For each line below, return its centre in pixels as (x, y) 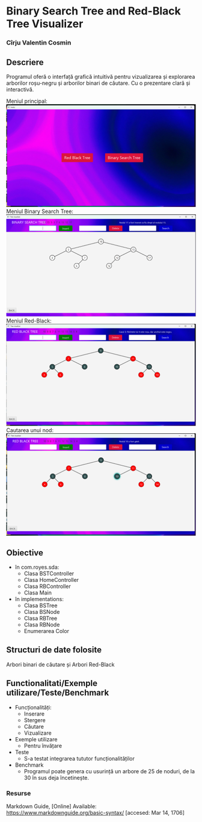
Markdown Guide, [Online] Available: (52, 806)
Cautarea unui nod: (30, 430)
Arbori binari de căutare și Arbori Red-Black (60, 664)
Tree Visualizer (45, 24)
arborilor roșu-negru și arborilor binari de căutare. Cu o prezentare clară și (98, 83)
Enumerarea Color (46, 631)
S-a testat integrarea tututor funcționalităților (79, 758)
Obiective (25, 553)
